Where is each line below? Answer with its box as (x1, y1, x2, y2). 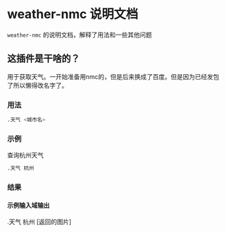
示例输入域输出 (7, 201, 50, 209)
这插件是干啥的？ (7, 53, 80, 64)
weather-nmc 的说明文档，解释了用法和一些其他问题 (7, 30, 152, 39)
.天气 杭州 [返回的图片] (7, 217, 72, 226)
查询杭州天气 (7, 151, 44, 159)
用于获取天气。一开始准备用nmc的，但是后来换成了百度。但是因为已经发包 (7, 72, 220, 80)
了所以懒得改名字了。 (7, 81, 68, 89)
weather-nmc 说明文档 (7, 6, 138, 22)
